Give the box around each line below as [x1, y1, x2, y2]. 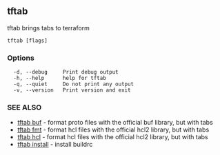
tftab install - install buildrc [17, 141, 93, 149]
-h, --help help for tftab [13, 75, 107, 82]
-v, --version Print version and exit [13, 87, 131, 94]
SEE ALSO [7, 103, 42, 112]
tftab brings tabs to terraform [7, 23, 90, 32]
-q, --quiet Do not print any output [13, 81, 134, 88]
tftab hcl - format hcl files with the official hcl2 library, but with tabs [17, 133, 208, 141]
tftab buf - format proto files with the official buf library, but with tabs [17, 118, 214, 127]
